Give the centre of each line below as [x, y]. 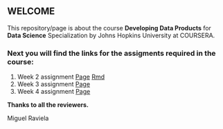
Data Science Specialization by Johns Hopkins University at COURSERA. [111, 35]
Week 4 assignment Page [54, 92]
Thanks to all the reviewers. [48, 105]
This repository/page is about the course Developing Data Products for [109, 28]
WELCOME [31, 11]
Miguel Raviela [28, 118]
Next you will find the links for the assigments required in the [111, 53]
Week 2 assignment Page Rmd [61, 77]
